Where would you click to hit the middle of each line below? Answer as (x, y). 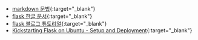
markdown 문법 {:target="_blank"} (54, 9)
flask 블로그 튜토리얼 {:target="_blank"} (59, 24)
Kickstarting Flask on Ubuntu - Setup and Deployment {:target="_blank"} (102, 30)
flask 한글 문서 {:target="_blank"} (52, 16)
